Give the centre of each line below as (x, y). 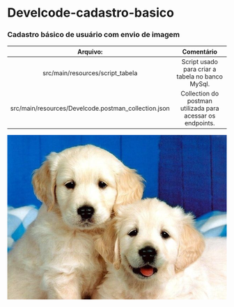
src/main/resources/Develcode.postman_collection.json (90, 109)
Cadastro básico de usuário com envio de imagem (93, 35)
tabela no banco (200, 77)
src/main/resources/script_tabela (90, 73)
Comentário (200, 52)
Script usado (200, 62)
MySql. (200, 84)
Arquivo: (90, 52)
